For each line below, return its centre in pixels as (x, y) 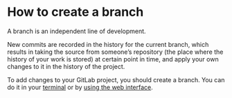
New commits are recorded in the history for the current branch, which (108, 44)
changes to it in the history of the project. (66, 66)
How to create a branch (75, 12)
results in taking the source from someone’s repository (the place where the (115, 52)
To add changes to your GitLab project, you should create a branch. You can (116, 79)
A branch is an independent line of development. (77, 31)
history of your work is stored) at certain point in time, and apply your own (113, 59)
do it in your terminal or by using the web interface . (80, 87)
